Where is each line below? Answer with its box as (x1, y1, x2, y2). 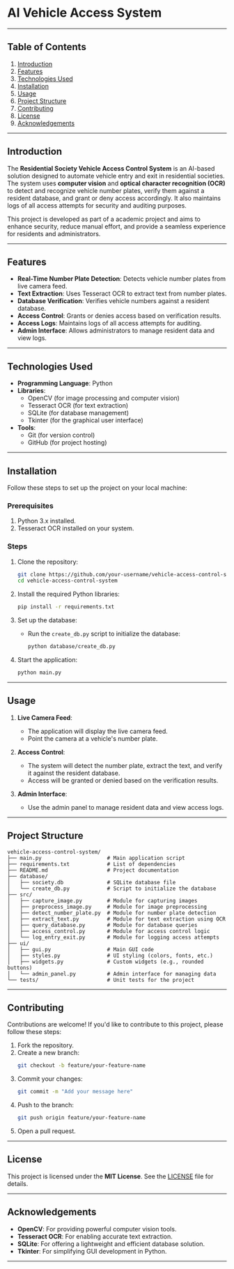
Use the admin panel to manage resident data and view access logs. (27, 803, 224, 811)
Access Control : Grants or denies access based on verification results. (17, 312, 221, 320)
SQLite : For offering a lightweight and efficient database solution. (17, 1239, 205, 1248)
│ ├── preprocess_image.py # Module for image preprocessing (7, 903, 208, 910)
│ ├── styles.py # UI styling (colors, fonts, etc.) (7, 952, 214, 959)
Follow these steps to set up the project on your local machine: (7, 484, 187, 492)
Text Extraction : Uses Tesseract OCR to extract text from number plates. (17, 289, 227, 298)
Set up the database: (17, 616, 78, 624)
